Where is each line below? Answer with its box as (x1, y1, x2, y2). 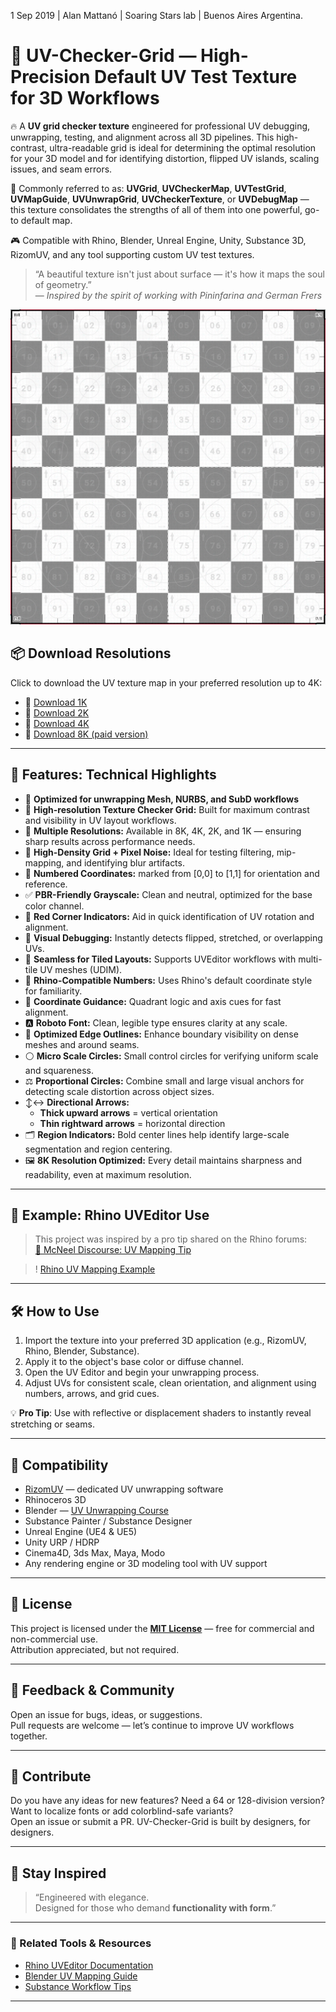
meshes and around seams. (24, 1038, 140, 1050)
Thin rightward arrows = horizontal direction (39, 1117, 226, 1129)
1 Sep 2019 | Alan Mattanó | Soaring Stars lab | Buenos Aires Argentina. (10, 10, 303, 21)
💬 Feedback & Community (10, 1682, 175, 1699)
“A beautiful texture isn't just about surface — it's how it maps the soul (34, 268, 325, 280)
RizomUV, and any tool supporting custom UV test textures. (10, 248, 255, 260)
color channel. (24, 900, 85, 912)
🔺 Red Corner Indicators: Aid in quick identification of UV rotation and (24, 910, 315, 922)
